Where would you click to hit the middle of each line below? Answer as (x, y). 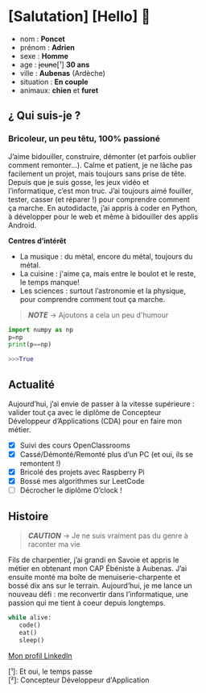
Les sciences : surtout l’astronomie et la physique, (103, 291)
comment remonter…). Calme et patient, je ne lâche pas (100, 165)
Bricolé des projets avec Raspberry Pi (82, 472)
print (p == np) (30, 345)
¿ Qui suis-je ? (45, 116)
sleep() (32, 640)
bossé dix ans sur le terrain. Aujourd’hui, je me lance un (100, 586)
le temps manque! (49, 282)
